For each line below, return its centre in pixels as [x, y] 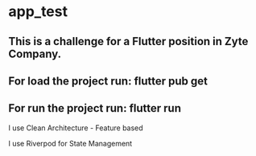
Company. [35, 53]
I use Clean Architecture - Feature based [76, 128]
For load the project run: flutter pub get [108, 81]
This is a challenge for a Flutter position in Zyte [128, 41]
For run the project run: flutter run [95, 108]
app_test [38, 12]
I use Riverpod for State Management [70, 143]
